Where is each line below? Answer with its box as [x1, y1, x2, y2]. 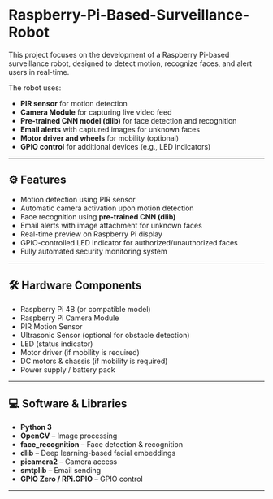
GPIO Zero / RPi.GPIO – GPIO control [19, 474, 144, 484]
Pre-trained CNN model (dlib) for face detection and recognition [19, 115, 237, 125]
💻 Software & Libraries [8, 397, 128, 410]
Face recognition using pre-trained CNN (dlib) [19, 211, 176, 221]
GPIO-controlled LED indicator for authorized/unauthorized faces [19, 237, 238, 247]
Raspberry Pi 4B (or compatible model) [19, 304, 152, 314]
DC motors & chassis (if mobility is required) [19, 356, 168, 366]
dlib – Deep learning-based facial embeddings [19, 449, 176, 458]
